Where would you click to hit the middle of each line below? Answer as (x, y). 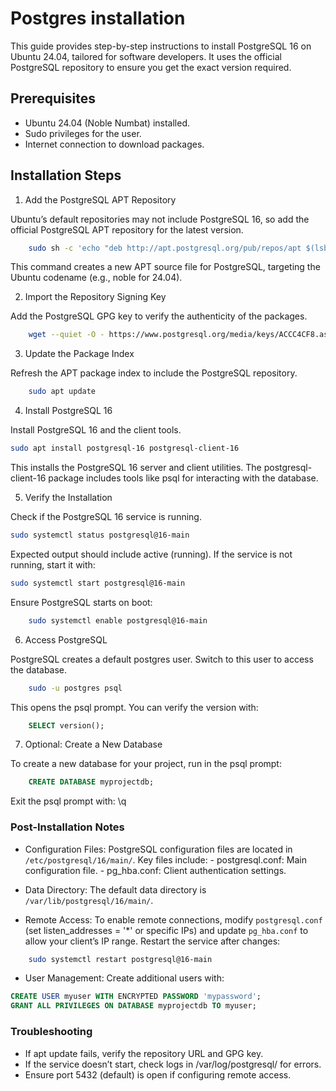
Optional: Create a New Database (93, 744)
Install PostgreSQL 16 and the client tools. (96, 430)
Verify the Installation (68, 498)
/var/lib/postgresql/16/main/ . (89, 900)
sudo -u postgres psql (75, 688)
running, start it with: (53, 564)
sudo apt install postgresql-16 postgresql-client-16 (125, 448)
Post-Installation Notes (67, 827)
